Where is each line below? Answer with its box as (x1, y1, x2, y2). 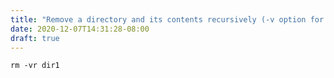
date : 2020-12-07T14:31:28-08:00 (10, 24, 150, 34)
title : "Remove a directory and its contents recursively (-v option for (10, 14, 325, 25)
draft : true (10, 33, 60, 43)
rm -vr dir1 (10, 61, 60, 71)
